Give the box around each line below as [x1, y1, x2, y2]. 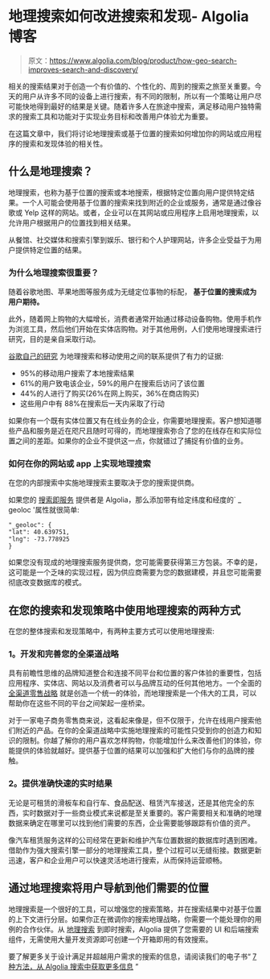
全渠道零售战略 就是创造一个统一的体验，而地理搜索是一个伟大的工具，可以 [8, 688, 257, 698]
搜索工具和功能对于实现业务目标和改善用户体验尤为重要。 [22, 111, 213, 121]
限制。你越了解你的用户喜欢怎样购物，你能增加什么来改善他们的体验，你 [22, 736, 262, 745]
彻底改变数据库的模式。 [8, 578, 86, 587]
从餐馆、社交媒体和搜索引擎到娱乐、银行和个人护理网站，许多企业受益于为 [8, 234, 255, 244]
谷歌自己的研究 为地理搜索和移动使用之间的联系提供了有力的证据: [8, 351, 223, 361]
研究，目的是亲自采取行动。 [8, 334, 100, 344]
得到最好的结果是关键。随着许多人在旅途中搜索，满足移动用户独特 [35, 102, 255, 111]
